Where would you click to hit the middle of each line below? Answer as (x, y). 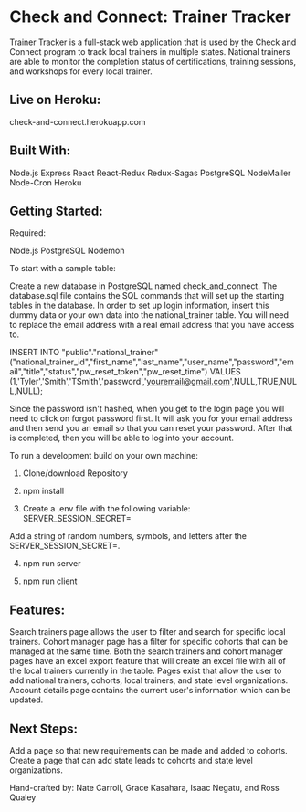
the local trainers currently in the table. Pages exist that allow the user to (146, 671)
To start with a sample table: (63, 269)
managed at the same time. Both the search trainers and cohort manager (147, 651)
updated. (26, 700)
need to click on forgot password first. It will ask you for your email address (151, 418)
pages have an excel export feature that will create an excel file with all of (148, 661)
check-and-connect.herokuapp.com (78, 121)
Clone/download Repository (75, 473)
